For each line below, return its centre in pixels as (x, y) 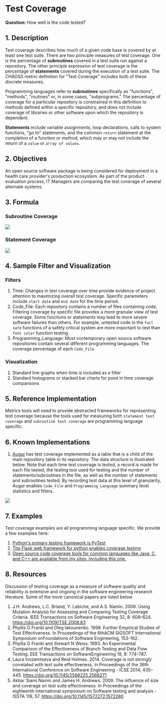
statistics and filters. (33, 491)
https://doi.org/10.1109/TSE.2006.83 (49, 622)
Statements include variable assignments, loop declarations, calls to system (83, 127)
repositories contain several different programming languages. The (81, 344)
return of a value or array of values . (43, 143)
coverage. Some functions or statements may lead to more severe (80, 317)
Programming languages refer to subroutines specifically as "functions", (79, 91)
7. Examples (24, 516)
